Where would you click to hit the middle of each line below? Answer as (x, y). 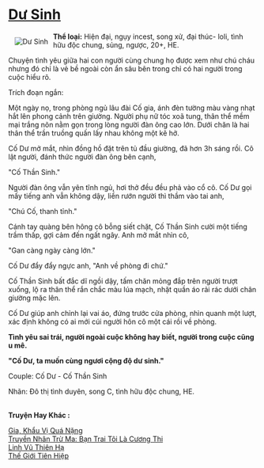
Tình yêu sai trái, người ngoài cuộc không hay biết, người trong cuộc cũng (131, 337)
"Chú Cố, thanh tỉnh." (43, 211)
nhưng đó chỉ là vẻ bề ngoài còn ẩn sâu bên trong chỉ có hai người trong (125, 68)
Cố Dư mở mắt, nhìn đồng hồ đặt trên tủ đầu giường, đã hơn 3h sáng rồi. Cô (131, 148)
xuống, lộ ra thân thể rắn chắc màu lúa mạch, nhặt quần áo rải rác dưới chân (132, 289)
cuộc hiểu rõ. (30, 77)
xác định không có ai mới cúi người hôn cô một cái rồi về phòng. (113, 322)
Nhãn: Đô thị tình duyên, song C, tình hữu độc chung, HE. (102, 391)
